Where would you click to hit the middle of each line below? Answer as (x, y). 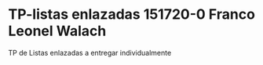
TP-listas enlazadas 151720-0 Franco (131, 14)
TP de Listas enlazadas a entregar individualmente (90, 52)
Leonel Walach (57, 31)
